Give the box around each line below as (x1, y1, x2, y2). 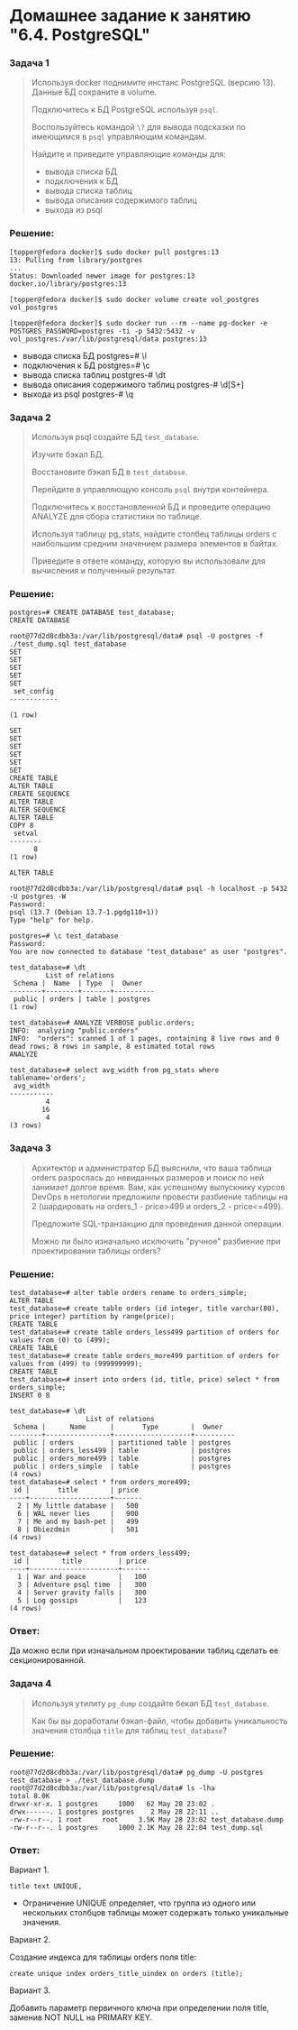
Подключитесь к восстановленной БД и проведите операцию (31, 501, 272, 512)
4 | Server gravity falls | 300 (17, 1588, 147, 1597)
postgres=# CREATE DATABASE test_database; (9, 608, 176, 618)
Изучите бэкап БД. (31, 449, 105, 460)
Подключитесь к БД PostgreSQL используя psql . (31, 105, 219, 115)
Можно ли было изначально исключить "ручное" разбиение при (31, 1235, 281, 1246)
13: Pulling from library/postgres (9, 255, 143, 264)
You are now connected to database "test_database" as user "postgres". (9, 948, 288, 957)
